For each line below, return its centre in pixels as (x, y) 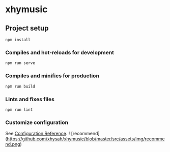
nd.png (13, 144)
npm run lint (19, 110)
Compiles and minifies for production (52, 76)
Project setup (27, 28)
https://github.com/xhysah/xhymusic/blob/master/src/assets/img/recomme (86, 139)
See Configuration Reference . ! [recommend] (53, 134)
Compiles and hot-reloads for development (60, 52)
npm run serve (20, 63)
